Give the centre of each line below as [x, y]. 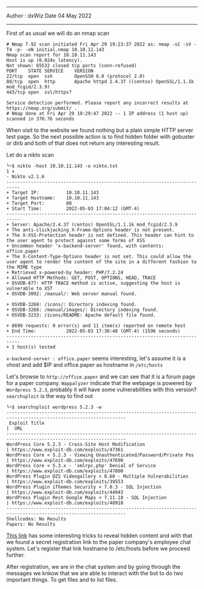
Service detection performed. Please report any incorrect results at [97, 103]
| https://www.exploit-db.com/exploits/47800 [65, 471]
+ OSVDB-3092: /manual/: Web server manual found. [72, 294]
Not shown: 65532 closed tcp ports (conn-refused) [72, 66]
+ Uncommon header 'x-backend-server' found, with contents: [85, 246]
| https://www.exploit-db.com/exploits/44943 [65, 492]
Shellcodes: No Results [36, 519]
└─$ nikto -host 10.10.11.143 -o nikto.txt [62, 166]
